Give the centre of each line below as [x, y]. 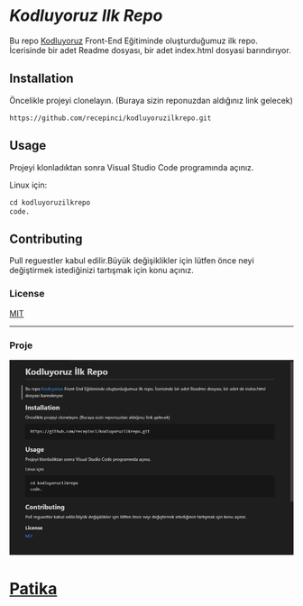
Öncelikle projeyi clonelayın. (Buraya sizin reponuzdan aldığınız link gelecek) [151, 100]
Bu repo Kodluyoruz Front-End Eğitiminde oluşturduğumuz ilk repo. [134, 41]
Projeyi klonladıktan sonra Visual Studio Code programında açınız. [132, 167]
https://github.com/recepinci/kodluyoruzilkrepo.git [110, 118]
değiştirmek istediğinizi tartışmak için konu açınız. [101, 271]
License [27, 294]
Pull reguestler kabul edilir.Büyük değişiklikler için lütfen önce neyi [132, 261]
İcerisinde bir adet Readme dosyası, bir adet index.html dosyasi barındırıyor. [150, 50]
